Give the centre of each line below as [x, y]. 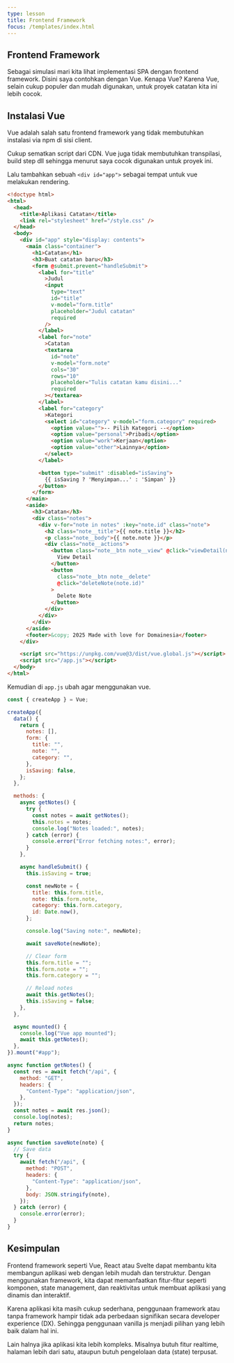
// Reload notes [49, 988]
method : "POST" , [49, 1168]
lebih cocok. [25, 94]
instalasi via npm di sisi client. [50, 140]
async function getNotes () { [49, 1065]
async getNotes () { [48, 802]
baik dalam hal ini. [33, 1331]
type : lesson [26, 14]
